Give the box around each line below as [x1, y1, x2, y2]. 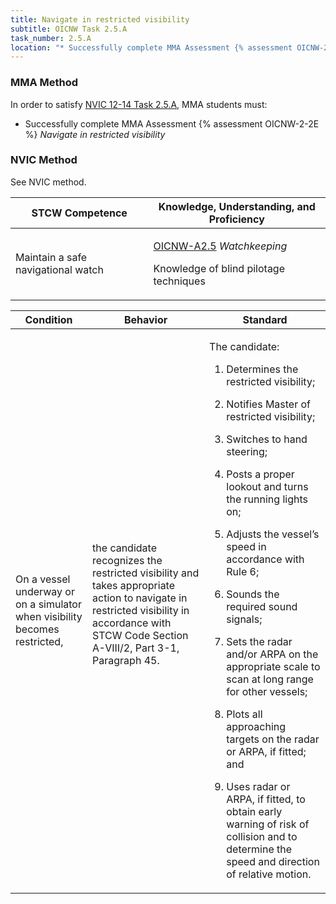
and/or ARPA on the [226, 647, 319, 661]
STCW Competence [31, 206, 128, 220]
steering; [226, 444, 268, 458]
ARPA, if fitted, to [226, 792, 306, 806]
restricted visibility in [92, 603, 190, 617]
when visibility [15, 609, 83, 623]
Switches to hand [226, 432, 308, 446]
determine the [226, 842, 293, 856]
